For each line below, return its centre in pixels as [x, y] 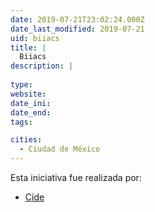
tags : [21, 122]
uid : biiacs [35, 38]
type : [21, 85]
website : [28, 94]
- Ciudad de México [60, 149]
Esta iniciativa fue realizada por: [76, 177]
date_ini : [31, 103]
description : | [42, 66]
